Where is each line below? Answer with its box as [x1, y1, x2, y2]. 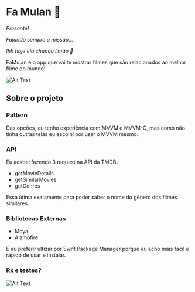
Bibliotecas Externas [6, 214, 66, 222]
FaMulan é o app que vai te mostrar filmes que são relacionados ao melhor [6, 59, 186, 66]
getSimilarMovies [14, 176, 57, 183]
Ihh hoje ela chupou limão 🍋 [6, 47, 74, 55]
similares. [6, 199, 29, 207]
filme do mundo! [6, 64, 46, 72]
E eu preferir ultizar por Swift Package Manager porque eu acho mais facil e [6, 246, 189, 253]
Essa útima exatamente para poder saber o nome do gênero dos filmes [6, 193, 177, 201]
